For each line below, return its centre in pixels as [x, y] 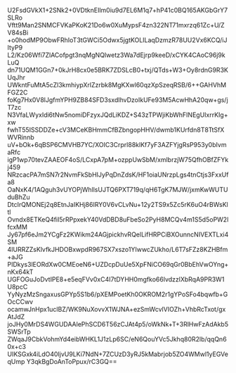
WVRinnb [21, 137]
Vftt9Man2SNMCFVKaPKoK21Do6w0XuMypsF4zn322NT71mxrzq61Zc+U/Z [116, 25]
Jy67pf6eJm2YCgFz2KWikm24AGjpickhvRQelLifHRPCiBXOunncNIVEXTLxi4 [118, 234]
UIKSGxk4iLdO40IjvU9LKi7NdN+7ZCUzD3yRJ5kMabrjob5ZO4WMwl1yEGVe [118, 354]
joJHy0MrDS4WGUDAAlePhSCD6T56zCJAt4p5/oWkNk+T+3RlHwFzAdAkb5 [118, 324]
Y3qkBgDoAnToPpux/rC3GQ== [72, 361]
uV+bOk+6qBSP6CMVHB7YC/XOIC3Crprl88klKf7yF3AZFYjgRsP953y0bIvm [117, 145]
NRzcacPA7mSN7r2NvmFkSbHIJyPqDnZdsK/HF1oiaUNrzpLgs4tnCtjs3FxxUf [118, 175]
